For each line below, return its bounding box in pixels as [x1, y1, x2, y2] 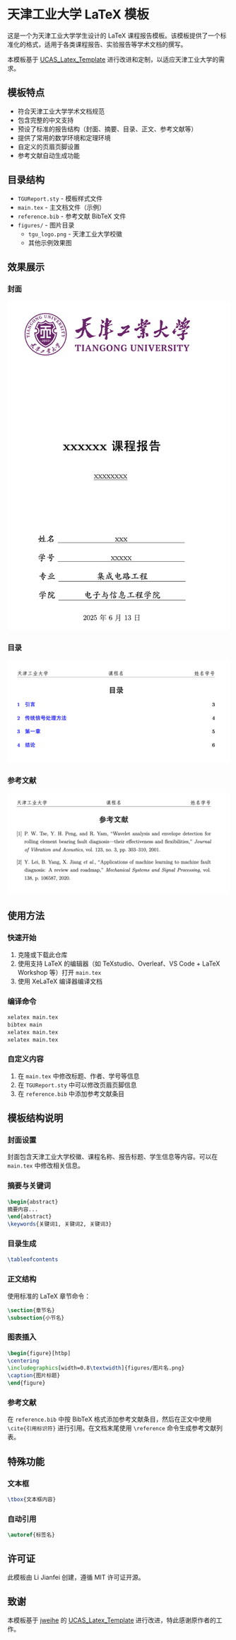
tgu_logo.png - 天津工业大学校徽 [28, 230, 122, 238]
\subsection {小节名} [7, 1314, 65, 1321]
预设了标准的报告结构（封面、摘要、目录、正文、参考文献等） [17, 125, 198, 133]
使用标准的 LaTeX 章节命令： [7, 1291, 90, 1300]
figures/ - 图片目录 [17, 220, 75, 229]
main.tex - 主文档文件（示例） [17, 203, 106, 211]
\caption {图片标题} [7, 1372, 61, 1379]
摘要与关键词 [7, 1181, 52, 1191]
